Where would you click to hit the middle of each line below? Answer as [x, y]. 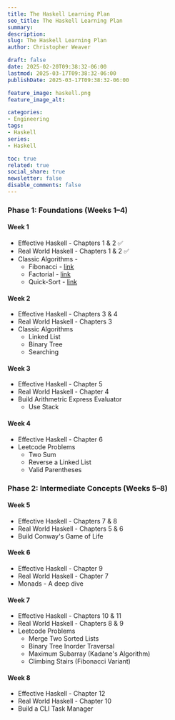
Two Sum [42, 454]
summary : [20, 27]
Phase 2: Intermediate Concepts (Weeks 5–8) [87, 488]
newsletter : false [35, 179]
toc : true [22, 159]
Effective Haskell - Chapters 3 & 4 [67, 314]
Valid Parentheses [55, 469]
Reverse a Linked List [60, 462]
